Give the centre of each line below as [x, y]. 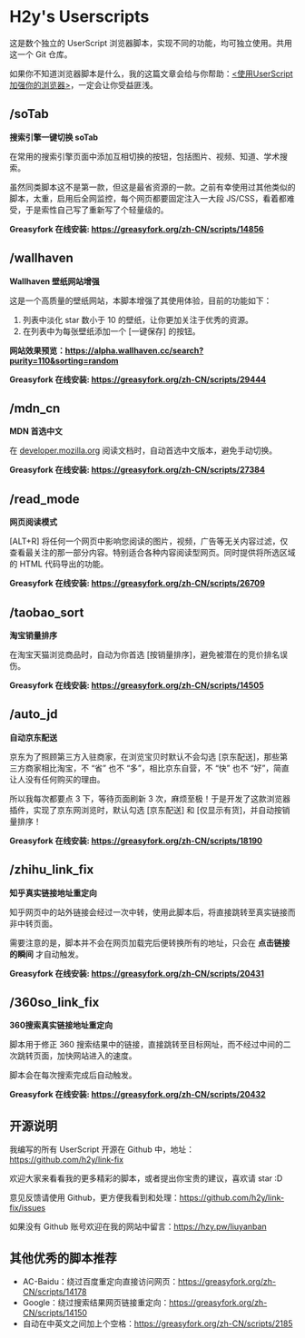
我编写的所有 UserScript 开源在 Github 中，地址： [102, 1149]
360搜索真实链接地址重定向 [61, 1025]
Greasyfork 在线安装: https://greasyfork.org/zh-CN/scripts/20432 [138, 1095]
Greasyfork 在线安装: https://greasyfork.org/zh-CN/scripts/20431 [137, 973]
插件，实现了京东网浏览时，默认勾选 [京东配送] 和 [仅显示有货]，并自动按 [146, 810]
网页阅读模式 [33, 522]
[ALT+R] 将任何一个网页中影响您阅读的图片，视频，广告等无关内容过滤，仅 [149, 541]
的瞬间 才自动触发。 [46, 954]
